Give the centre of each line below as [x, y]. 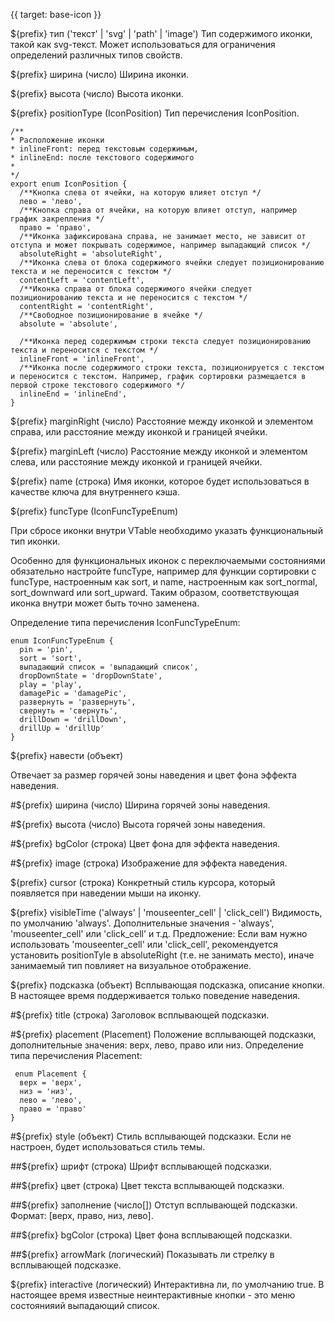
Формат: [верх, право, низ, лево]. [82, 1215]
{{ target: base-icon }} [56, 14]
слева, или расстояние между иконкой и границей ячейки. [136, 462]
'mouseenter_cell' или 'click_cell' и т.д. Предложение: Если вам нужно [159, 933]
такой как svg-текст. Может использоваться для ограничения [143, 44]
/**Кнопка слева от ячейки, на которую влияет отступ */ [140, 193]
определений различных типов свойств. [96, 55]
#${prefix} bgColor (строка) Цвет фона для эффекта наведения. [145, 843]
